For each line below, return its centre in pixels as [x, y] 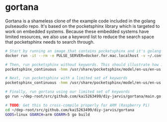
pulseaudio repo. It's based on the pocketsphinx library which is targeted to [83, 26]
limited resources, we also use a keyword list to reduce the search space [80, 37]
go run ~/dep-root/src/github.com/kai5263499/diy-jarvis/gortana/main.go [83, 96]
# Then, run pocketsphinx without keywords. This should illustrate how [82, 64]
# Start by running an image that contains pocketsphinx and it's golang [83, 51]
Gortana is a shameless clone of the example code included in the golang [80, 21]
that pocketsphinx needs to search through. [50, 42]
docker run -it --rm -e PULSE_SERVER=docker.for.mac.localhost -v [75, 56]
